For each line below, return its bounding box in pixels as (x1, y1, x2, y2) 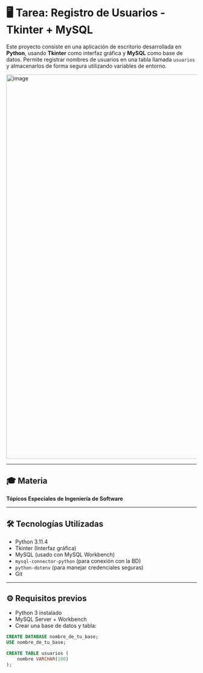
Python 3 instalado (14, 610, 62, 617)
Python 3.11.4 (14, 538, 48, 545)
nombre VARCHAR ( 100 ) (17, 656, 69, 662)
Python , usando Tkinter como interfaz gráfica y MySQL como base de (6, 49, 183, 56)
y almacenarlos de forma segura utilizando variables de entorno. (6, 62, 167, 70)
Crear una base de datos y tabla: (14, 622, 97, 629)
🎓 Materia (6, 476, 48, 486)
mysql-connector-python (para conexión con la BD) (14, 557, 141, 564)
